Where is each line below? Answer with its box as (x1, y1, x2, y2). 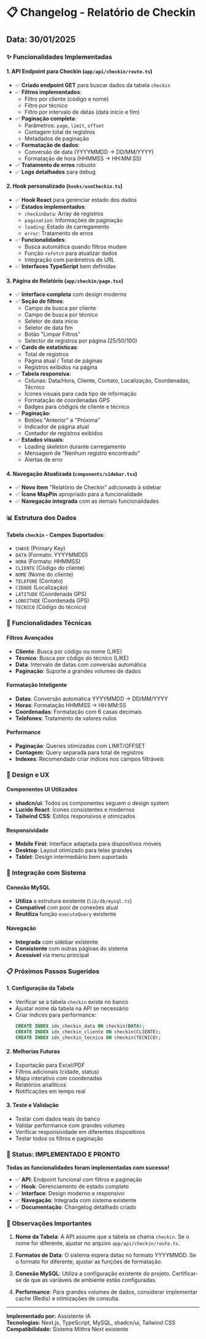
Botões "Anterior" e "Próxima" (24, 416, 101, 424)
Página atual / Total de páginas (24, 357, 103, 365)
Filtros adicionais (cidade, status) (15, 1068, 99, 1075)
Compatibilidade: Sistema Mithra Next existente (6, 1325, 129, 1333)
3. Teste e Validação (6, 1101, 59, 1109)
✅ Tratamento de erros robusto (15, 161, 96, 168)
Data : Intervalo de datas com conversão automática (15, 661, 147, 668)
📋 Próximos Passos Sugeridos (6, 967, 100, 976)
